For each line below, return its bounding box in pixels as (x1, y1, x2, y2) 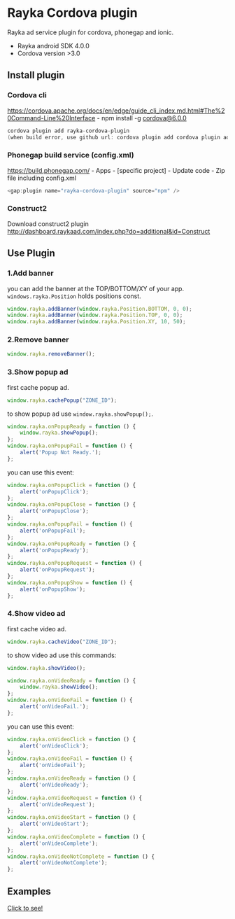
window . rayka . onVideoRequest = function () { (7, 794, 142, 801)
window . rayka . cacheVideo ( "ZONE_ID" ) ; (7, 638, 117, 645)
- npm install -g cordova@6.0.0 (97, 113, 187, 122)
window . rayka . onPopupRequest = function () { (7, 560, 142, 567)
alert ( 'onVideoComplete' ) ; (20, 840, 99, 847)
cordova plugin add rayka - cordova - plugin (7, 127, 130, 134)
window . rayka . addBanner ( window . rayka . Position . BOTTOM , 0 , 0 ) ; (7, 305, 192, 312)
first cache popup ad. (7, 383, 69, 391)
